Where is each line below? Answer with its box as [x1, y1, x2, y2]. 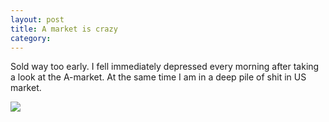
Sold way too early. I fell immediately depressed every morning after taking [10, 61, 320, 73]
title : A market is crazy [10, 24, 118, 34]
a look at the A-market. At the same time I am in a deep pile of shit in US [10, 71, 307, 83]
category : [10, 33, 52, 43]
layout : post [10, 14, 65, 25]
